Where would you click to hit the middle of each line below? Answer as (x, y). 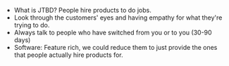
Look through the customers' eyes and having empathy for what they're (118, 18)
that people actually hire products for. (68, 55)
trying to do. (32, 25)
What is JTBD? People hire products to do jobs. (82, 10)
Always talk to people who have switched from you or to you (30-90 (113, 32)
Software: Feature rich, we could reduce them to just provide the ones (116, 47)
